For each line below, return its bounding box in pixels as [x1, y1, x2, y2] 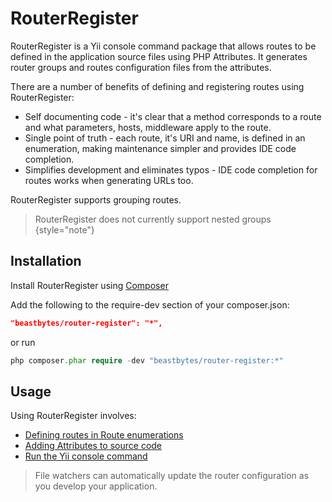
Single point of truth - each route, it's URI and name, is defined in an [24, 132, 306, 144]
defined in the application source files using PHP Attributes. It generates [10, 50, 308, 62]
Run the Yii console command [24, 450, 148, 462]
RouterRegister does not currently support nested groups [34, 213, 272, 225]
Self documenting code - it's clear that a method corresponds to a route [24, 110, 322, 122]
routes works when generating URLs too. [24, 174, 194, 186]
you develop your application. [34, 480, 158, 492]
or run [10, 336, 36, 348]
